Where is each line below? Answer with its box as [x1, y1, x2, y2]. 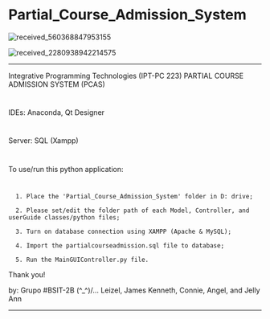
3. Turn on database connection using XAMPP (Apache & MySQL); [15, 227, 231, 235]
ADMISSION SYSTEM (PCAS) [8, 79, 106, 89]
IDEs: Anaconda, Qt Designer [8, 108, 105, 117]
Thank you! [8, 269, 46, 279]
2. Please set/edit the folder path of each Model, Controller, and [15, 207, 250, 215]
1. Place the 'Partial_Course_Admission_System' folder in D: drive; [15, 192, 253, 200]
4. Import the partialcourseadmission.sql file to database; [15, 241, 225, 250]
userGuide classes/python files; [8, 213, 121, 222]
